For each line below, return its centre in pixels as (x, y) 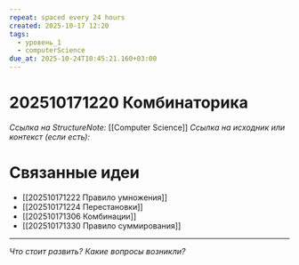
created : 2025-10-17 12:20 (59, 26)
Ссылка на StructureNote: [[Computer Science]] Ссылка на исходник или (147, 127)
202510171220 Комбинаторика (129, 103)
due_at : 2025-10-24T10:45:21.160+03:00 (83, 59)
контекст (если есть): (50, 137)
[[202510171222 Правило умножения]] (94, 197)
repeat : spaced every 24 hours (67, 17)
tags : (19, 34)
